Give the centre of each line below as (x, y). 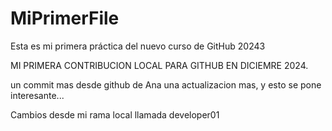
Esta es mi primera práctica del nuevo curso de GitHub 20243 (138, 46)
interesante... (37, 95)
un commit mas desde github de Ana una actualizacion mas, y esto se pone (166, 84)
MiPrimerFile (65, 18)
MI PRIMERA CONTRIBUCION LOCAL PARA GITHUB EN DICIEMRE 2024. (159, 65)
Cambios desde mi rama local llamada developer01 (115, 114)
